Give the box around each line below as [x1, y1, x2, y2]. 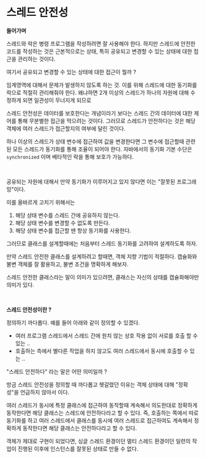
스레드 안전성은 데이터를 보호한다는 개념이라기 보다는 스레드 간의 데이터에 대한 [6, 109, 193, 117]
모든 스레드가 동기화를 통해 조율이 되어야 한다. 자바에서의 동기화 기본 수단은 [12, 145, 193, 153]
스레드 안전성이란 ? [6, 306, 52, 313]
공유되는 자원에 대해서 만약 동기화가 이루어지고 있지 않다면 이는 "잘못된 [6, 178, 176, 185]
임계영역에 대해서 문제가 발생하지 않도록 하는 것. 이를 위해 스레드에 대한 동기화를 [6, 81, 198, 89]
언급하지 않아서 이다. [20, 388, 70, 396]
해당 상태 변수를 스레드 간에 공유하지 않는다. [15, 212, 121, 219]
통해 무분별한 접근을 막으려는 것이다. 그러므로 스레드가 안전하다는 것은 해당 [17, 117, 196, 124]
